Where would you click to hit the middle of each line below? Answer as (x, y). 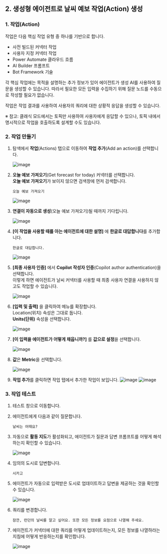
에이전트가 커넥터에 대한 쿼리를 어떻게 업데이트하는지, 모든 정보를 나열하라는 (86, 530)
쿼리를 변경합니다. (30, 510)
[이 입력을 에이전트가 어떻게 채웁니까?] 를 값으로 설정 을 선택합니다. (77, 339)
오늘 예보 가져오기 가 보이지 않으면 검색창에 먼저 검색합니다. (70, 181)
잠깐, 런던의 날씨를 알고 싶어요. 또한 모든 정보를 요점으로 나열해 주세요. (78, 521)
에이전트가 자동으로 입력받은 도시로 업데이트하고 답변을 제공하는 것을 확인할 (86, 484)
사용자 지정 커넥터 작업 (34, 53)
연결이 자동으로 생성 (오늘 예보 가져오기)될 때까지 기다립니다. (70, 211)
